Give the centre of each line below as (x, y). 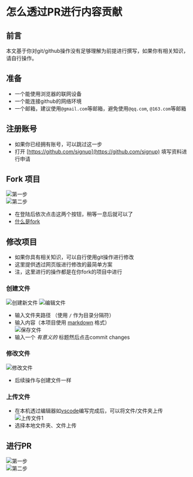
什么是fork (27, 222)
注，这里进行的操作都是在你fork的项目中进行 (68, 272)
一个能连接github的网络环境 (48, 101)
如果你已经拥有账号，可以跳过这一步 (58, 144)
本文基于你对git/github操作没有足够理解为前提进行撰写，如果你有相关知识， (97, 51)
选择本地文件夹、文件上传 (45, 426)
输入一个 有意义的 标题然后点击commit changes (72, 337)
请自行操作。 (21, 58)
